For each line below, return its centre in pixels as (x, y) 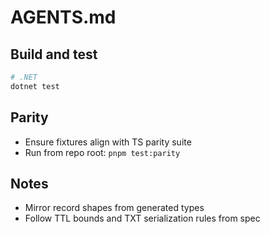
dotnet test (35, 86)
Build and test (54, 54)
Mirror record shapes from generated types (114, 208)
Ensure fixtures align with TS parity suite (108, 142)
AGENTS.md (63, 17)
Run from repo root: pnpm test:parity (102, 152)
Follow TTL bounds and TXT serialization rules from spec (142, 218)
